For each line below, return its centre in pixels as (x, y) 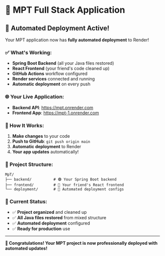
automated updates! (26, 248)
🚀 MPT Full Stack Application (65, 10)
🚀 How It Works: (25, 126)
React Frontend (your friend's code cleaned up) (61, 69)
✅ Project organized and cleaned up (49, 212)
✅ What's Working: (28, 52)
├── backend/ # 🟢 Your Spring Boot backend (61, 179)
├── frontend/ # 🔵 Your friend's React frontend (65, 185)
